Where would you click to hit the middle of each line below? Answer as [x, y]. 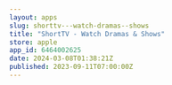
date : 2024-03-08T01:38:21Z [61, 58]
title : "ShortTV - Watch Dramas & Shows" [87, 34]
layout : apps [33, 17]
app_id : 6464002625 [45, 50]
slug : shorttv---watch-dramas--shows [79, 26]
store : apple [33, 42]
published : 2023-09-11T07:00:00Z [71, 67]
